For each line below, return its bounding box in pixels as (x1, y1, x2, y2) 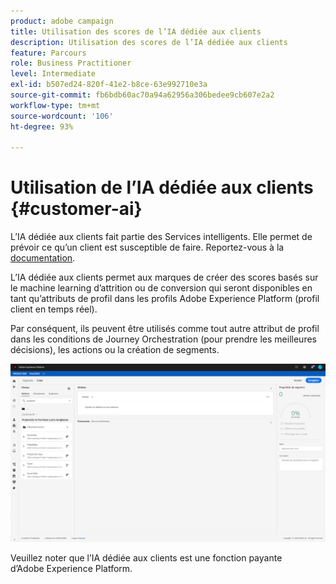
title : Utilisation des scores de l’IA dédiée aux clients (10, 26, 262, 37)
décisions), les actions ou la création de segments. (10, 344, 220, 356)
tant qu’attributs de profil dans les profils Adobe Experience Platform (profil (10, 293, 320, 305)
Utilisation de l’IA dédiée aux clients (10, 176, 314, 199)
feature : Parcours (10, 48, 87, 58)
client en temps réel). (10, 303, 98, 315)
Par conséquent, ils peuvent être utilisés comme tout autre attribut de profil (10, 323, 320, 335)
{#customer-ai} (10, 198, 143, 220)
